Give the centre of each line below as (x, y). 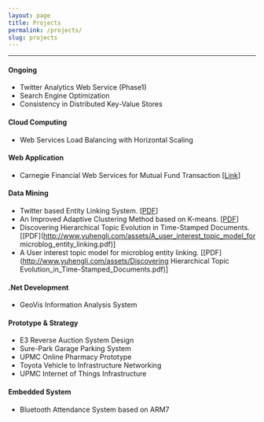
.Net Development (38, 287)
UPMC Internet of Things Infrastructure (83, 374)
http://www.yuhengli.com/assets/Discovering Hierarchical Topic (126, 261)
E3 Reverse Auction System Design (77, 340)
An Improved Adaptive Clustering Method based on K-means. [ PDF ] (129, 219)
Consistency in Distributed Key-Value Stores (91, 104)
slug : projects (33, 37)
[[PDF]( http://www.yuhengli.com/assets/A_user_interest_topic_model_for (137, 236)
